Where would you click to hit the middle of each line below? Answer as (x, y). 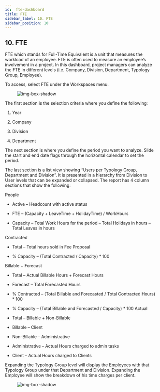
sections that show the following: (38, 185)
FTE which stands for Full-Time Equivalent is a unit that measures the (74, 54)
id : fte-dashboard (25, 9)
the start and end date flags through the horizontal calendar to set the (74, 155)
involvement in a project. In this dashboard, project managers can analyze (79, 65)
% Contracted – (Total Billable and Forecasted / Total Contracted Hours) (84, 294)
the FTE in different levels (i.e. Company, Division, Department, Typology (77, 70)
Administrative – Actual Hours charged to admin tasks (65, 346)
